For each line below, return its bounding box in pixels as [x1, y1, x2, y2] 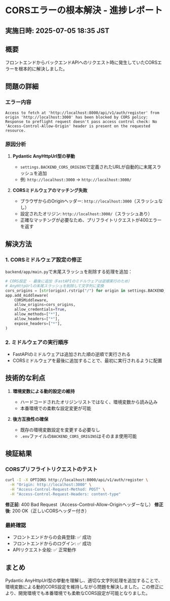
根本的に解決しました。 [18, 66, 67, 72]
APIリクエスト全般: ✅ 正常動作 [12, 547, 76, 553]
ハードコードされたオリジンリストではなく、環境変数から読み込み [20, 398, 158, 405]
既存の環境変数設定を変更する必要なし [20, 426, 100, 433]
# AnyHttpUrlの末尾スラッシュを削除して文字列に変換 [5, 283, 104, 289]
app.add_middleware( [5, 293, 49, 298]
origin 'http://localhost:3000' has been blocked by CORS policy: [5, 115, 148, 120]
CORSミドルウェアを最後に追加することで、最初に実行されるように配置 [12, 357, 162, 364]
